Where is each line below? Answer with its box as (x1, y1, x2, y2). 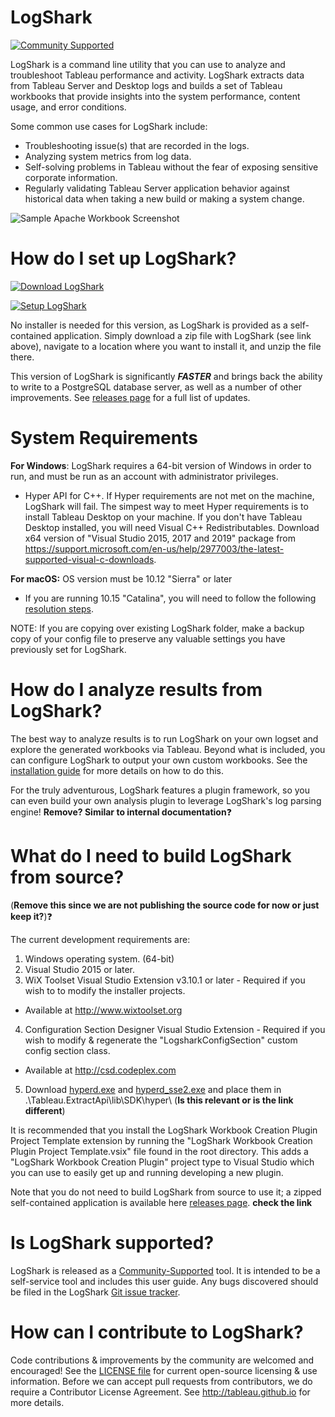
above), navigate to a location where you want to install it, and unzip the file (10, 340, 322, 352)
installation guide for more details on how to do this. (10, 764, 225, 776)
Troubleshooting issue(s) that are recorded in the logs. (24, 139, 250, 151)
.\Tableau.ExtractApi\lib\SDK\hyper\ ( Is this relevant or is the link (24, 1094, 294, 1106)
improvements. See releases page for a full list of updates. (10, 391, 251, 403)
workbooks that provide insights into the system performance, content (10, 90, 301, 102)
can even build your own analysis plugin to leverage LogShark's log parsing (10, 794, 322, 806)
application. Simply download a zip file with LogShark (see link (53, 329, 312, 341)
